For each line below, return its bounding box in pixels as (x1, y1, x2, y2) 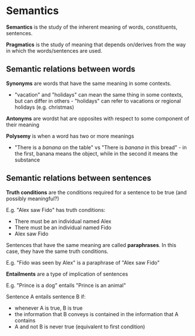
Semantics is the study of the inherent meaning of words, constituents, (6, 23, 178, 30)
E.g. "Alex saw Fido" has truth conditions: (6, 206, 106, 213)
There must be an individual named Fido (14, 224, 112, 231)
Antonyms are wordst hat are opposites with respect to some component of (6, 115, 190, 122)
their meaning (6, 121, 40, 128)
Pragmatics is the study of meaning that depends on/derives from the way (6, 41, 186, 48)
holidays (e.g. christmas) (14, 104, 75, 111)
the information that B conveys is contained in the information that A (14, 310, 179, 317)
